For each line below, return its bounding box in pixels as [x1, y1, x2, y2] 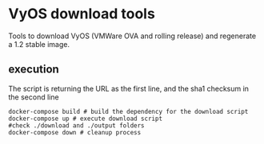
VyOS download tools [8, 5, 156, 23]
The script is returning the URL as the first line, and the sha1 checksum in [8, 84, 250, 93]
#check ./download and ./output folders [8, 121, 146, 130]
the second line [8, 92, 59, 102]
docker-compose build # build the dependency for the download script [8, 107, 249, 115]
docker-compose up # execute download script [8, 115, 162, 123]
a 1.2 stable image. [8, 39, 70, 49]
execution [8, 63, 60, 76]
